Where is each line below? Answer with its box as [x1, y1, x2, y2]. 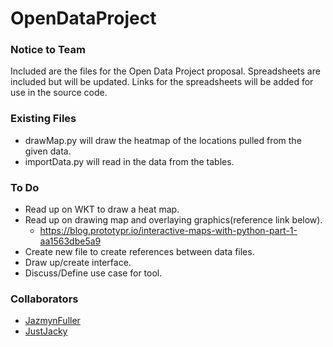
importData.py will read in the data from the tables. [24, 155, 235, 167]
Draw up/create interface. [24, 257, 132, 269]
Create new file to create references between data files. [24, 246, 255, 258]
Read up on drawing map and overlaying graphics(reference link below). [24, 214, 323, 226]
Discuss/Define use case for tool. [24, 267, 163, 279]
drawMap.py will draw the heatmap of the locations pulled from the [24, 134, 302, 146]
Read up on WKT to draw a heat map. [24, 203, 180, 216]
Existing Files [10, 112, 77, 126]
